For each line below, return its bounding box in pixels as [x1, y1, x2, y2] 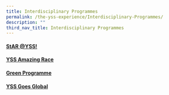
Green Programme [6, 69, 51, 76]
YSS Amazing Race [6, 56, 54, 63]
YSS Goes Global [6, 83, 49, 90]
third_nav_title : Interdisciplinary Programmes [6, 24, 125, 31]
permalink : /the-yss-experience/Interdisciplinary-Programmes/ [6, 14, 164, 20]
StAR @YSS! [6, 43, 37, 50]
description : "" [6, 19, 46, 25]
